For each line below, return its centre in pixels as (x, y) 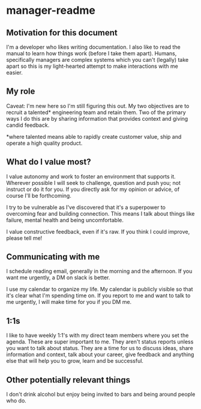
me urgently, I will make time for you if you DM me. (69, 302)
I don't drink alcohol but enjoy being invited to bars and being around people (101, 395)
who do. (16, 401)
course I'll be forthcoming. (39, 195)
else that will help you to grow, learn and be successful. (75, 361)
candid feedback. (28, 125)
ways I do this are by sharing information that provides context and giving (97, 118)
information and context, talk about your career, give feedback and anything (100, 354)
